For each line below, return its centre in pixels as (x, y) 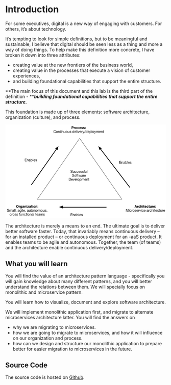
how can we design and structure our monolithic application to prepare (87, 344)
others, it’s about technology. (36, 29)
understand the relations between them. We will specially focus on (75, 287)
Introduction (32, 9)
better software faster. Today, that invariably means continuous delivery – (82, 232)
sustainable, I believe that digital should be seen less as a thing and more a (84, 44)
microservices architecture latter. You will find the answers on (70, 318)
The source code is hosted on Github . (45, 377)
